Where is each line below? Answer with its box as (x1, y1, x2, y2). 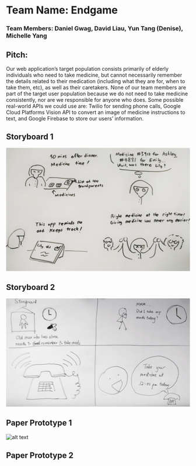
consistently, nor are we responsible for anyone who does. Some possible (6, 96, 184, 103)
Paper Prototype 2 (6, 451, 74, 461)
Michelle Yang (6, 32, 48, 40)
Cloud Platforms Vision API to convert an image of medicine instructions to (6, 109, 185, 116)
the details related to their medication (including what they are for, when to (6, 77, 185, 85)
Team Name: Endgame (6, 4, 118, 17)
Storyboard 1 (6, 132, 54, 142)
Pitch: (6, 50, 28, 60)
